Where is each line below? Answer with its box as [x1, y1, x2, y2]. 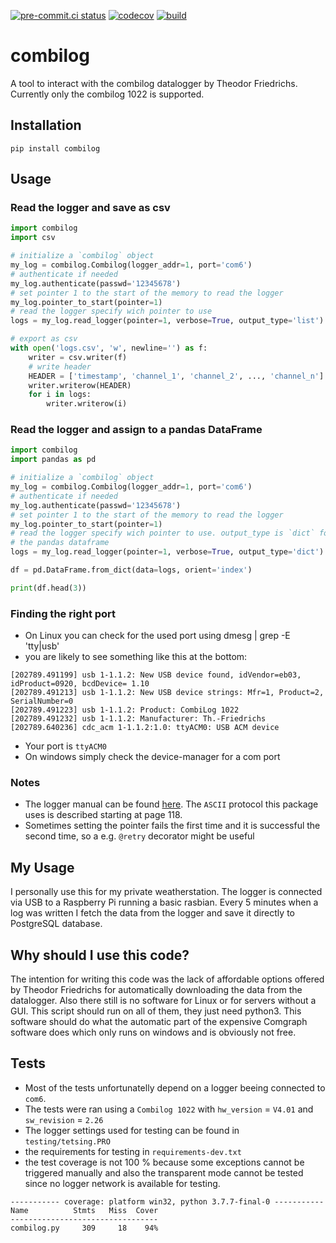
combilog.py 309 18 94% [10, 1223, 159, 1233]
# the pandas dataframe [10, 538, 110, 548]
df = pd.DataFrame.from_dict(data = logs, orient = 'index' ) [10, 565, 253, 575]
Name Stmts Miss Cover [10, 1205, 159, 1215]
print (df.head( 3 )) [10, 583, 87, 593]
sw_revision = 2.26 [24, 1113, 104, 1125]
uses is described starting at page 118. [24, 809, 183, 821]
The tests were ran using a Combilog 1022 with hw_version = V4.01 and [24, 1103, 314, 1115]
